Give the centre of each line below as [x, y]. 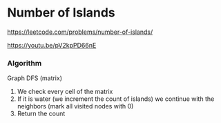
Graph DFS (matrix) [35, 78]
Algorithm [25, 63]
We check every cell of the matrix [65, 92]
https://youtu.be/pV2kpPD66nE [52, 45]
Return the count [41, 114]
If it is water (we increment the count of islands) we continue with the [116, 99]
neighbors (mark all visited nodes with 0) [75, 106]
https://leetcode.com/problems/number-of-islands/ [80, 32]
